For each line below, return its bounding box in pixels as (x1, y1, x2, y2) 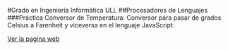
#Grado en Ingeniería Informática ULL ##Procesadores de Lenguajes (7, 6, 208, 14)
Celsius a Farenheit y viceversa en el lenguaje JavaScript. (7, 21, 175, 29)
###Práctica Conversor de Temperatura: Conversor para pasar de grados (7, 13, 222, 22)
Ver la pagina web (7, 35, 60, 43)
